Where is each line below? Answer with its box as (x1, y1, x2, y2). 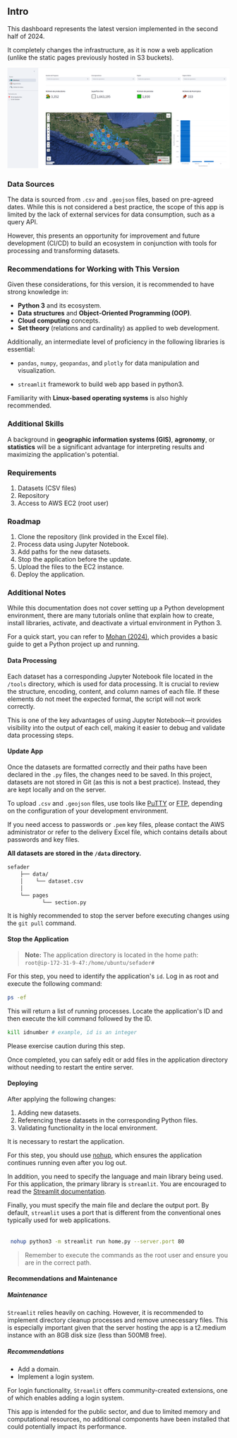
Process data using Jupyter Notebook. (17, 540, 130, 549)
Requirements (7, 468, 57, 477)
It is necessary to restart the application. (7, 1137, 125, 1146)
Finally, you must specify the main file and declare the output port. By (7, 1201, 209, 1210)
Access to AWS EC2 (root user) (17, 499, 109, 507)
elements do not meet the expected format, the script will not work (7, 695, 201, 703)
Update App (7, 747, 44, 755)
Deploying (7, 1079, 39, 1088)
